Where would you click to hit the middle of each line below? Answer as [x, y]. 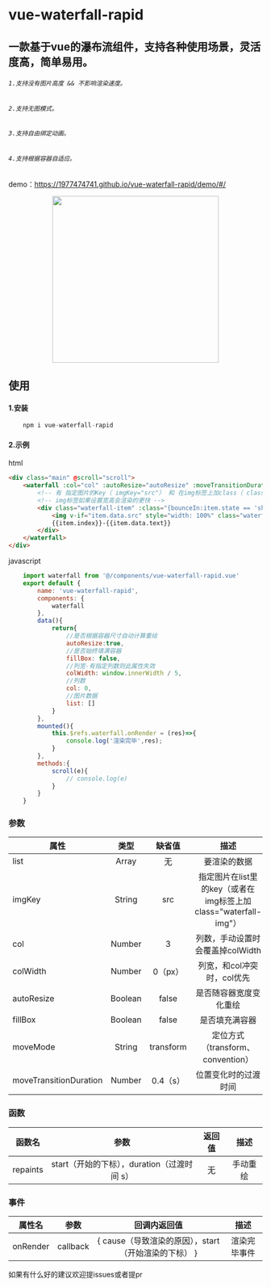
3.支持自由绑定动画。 [39, 134]
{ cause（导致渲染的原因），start [158, 1241]
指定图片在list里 [228, 877]
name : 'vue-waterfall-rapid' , [88, 591]
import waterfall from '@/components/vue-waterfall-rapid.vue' [131, 576]
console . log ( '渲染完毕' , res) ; [114, 741]
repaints [28, 1169]
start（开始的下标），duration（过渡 [118, 1163]
